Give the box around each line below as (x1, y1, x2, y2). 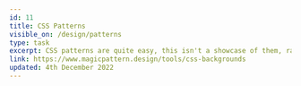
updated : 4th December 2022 (9, 64, 115, 73)
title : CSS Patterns (9, 21, 87, 30)
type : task (9, 38, 50, 47)
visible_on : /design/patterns (9, 30, 123, 39)
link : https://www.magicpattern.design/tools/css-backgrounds (9, 55, 246, 64)
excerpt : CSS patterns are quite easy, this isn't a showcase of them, (9, 47, 282, 56)
